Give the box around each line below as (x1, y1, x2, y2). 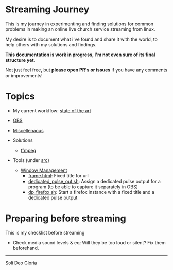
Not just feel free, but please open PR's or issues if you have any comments (5, 67, 168, 73)
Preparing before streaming (5, 212, 126, 224)
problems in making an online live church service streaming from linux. (5, 26, 155, 32)
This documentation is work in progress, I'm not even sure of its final (5, 51, 155, 58)
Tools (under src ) (12, 157, 50, 163)
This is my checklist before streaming (5, 229, 85, 236)
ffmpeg (20, 147, 36, 153)
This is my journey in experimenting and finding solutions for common (5, 21, 153, 27)
